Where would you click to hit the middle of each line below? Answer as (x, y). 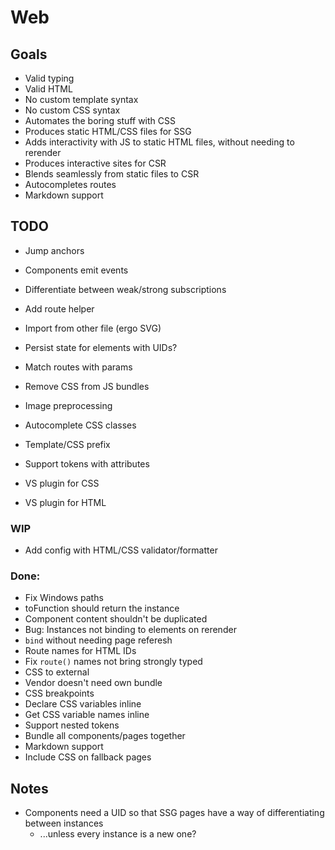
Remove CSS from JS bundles (87, 386)
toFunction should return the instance (102, 608)
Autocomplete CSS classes (80, 425)
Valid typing (49, 78)
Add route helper (59, 308)
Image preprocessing (68, 405)
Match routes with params (78, 367)
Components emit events (76, 270)
